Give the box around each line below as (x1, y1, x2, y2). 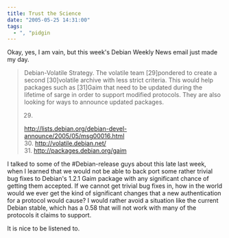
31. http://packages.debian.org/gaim (23, 147, 127, 155)
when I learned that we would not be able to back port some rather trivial (7, 167, 213, 175)
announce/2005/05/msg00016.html (23, 132, 125, 140)
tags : (7, 23, 23, 30)
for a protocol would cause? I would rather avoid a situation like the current (7, 197, 219, 205)
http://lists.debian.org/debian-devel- (23, 125, 128, 133)
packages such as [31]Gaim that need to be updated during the (23, 83, 203, 91)
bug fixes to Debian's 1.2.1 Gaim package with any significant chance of (7, 175, 209, 183)
